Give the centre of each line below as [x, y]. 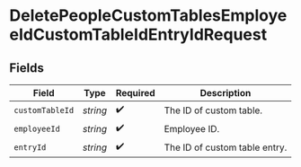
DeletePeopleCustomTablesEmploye [148, 16]
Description [226, 93]
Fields [27, 68]
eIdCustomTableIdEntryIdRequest [138, 35]
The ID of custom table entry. [226, 147]
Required [135, 93]
